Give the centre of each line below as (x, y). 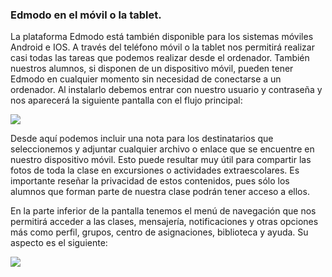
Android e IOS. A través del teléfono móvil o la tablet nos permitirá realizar (162, 47)
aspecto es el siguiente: (59, 243)
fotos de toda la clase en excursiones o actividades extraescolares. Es (155, 170)
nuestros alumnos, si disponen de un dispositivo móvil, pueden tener (152, 69)
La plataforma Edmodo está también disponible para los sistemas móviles (162, 37)
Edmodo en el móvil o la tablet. (86, 15)
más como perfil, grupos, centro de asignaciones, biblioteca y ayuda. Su (159, 232)
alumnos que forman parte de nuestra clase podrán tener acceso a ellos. (160, 192)
